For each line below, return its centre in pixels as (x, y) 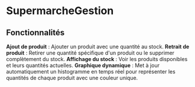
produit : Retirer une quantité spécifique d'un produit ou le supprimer (90, 53)
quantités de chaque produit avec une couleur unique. (72, 78)
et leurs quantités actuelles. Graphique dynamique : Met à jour (83, 65)
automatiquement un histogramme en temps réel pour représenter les (91, 71)
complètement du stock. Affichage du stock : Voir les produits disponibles (97, 59)
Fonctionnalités (35, 33)
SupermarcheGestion (60, 11)
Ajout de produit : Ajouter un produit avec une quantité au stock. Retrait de (98, 46)
